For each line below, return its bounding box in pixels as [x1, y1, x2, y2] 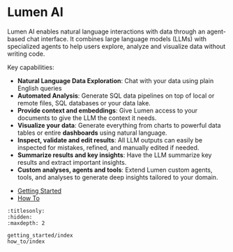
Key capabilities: [7, 63, 54, 71]
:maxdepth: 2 [7, 219, 45, 227]
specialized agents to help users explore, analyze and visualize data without [7, 42, 226, 50]
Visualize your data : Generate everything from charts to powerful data [17, 121, 221, 129]
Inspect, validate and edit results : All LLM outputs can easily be [17, 135, 203, 144]
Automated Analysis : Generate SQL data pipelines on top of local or [17, 91, 215, 100]
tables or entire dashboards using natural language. [17, 128, 167, 137]
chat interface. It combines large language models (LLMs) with [27, 34, 207, 43]
